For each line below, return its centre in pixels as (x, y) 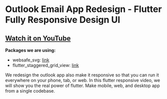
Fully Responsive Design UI (63, 20)
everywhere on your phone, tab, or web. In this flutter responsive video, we (83, 80)
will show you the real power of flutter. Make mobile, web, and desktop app (82, 85)
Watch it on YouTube (38, 38)
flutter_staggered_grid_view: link (45, 65)
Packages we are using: (30, 50)
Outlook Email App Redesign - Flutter (83, 9)
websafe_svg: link (31, 60)
